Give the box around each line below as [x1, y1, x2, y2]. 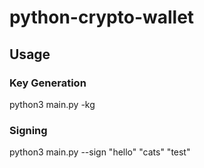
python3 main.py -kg [9, 98, 96, 110]
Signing [9, 123, 48, 137]
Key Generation [9, 76, 87, 90]
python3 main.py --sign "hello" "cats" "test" [9, 146, 191, 158]
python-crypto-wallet [9, 6, 195, 29]
